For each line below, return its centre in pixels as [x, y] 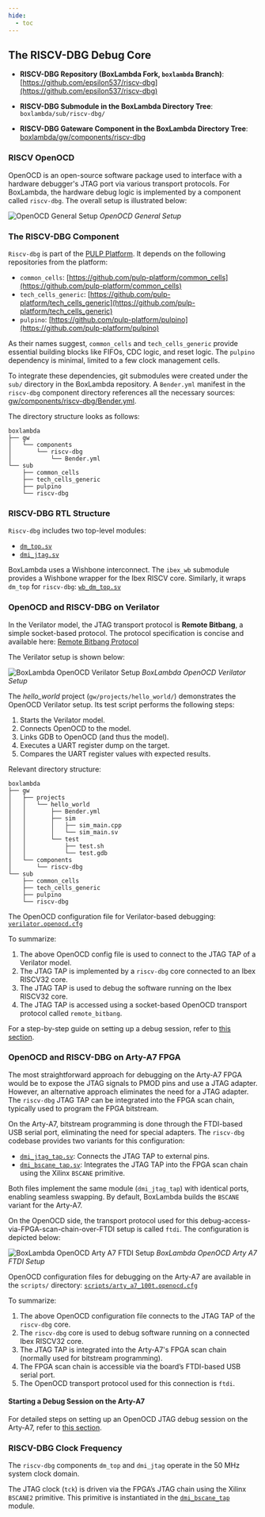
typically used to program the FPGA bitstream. [84, 1108]
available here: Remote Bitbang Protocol [74, 641]
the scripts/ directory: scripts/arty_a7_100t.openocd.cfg [103, 1285]
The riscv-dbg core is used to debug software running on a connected [134, 1332]
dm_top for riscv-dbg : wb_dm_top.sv [64, 587]
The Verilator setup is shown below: [66, 656]
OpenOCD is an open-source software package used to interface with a [125, 175]
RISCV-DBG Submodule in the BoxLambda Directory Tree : [116, 106]
